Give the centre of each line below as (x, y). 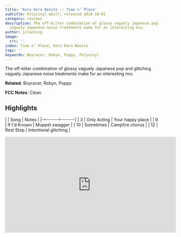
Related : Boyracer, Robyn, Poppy (38, 83)
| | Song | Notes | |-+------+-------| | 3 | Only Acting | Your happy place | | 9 (82, 120)
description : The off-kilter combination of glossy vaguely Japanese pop (82, 23)
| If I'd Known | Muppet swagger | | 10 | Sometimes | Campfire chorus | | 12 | (81, 125)
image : (12, 37)
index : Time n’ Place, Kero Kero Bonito (47, 46)
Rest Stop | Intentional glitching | (38, 130)
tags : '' (14, 50)
